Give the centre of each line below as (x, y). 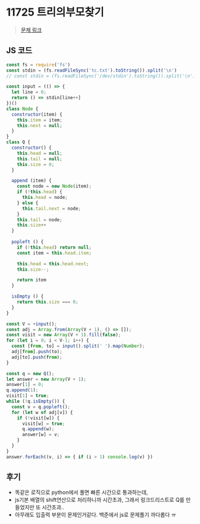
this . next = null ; (40, 125)
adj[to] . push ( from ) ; (37, 357)
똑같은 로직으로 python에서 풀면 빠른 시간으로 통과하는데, (81, 492)
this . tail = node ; (40, 220)
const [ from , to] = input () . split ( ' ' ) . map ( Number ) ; (78, 346)
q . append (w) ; (38, 429)
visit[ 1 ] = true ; (28, 396)
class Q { (18, 142)
